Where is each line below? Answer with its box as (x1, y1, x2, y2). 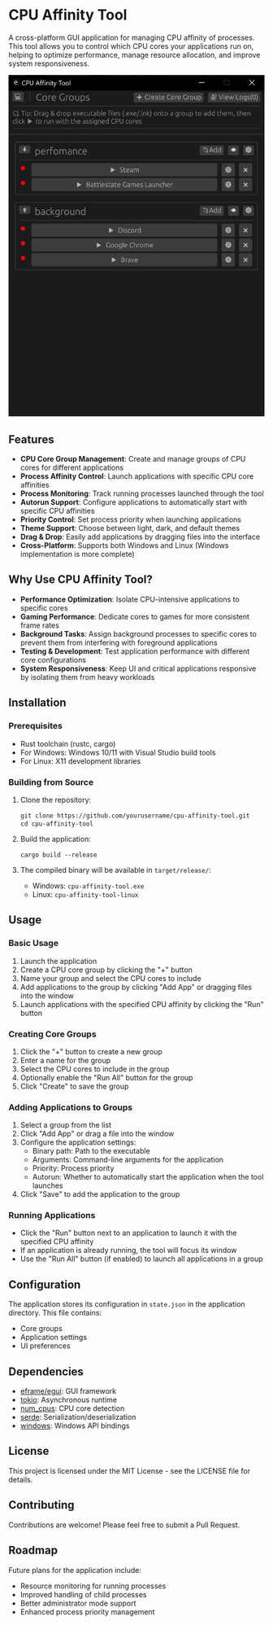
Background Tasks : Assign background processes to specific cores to (19, 629, 258, 638)
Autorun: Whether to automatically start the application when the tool (32, 1172, 264, 1182)
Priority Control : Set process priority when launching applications (19, 515, 242, 524)
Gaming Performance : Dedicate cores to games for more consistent (19, 611, 250, 621)
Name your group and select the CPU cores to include (19, 973, 201, 983)
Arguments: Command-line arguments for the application (32, 1154, 224, 1165)
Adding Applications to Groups (8, 1102, 132, 1113)
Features (8, 432, 54, 446)
